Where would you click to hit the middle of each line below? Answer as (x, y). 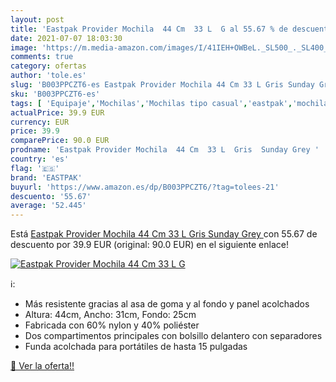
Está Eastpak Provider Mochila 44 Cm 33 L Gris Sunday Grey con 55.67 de (164, 234)
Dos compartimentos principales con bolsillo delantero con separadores (173, 336)
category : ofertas (48, 66)
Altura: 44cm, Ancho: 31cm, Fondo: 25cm (110, 315)
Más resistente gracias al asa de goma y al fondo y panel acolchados (167, 304)
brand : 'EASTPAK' (46, 177)
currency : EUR (40, 122)
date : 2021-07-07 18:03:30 (66, 38)
